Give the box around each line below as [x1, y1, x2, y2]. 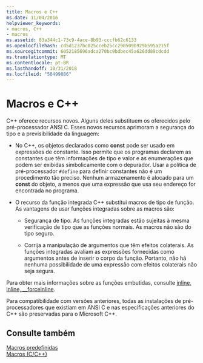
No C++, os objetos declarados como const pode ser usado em [15, 142, 175, 149]
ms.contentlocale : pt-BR [6, 59, 69, 66]
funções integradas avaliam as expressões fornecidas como [24, 248, 175, 256]
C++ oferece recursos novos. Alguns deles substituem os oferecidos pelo [6, 117, 191, 124]
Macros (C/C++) [6, 350, 47, 358]
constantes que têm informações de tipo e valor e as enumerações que [15, 155, 194, 162]
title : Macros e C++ [6, 8, 59, 15]
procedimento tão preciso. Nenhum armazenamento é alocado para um [15, 174, 194, 181]
